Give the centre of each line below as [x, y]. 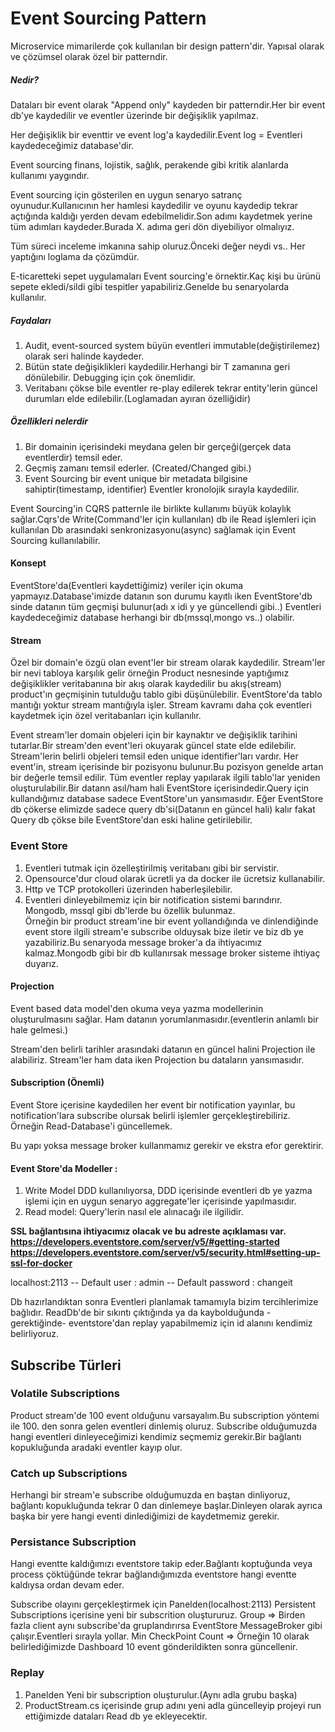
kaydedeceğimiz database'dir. [72, 145]
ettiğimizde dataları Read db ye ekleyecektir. [116, 1716]
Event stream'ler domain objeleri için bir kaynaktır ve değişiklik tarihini [154, 735]
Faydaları [31, 320]
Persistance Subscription [73, 1542]
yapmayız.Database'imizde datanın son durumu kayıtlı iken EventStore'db [161, 596]
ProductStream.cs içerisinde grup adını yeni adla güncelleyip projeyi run [173, 1705]
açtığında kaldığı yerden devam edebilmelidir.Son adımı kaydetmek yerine [161, 216]
